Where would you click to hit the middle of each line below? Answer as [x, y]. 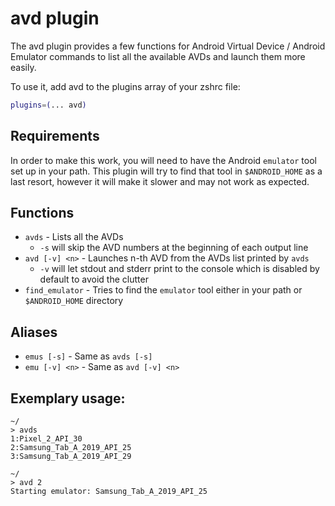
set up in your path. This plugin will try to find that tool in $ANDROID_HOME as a [166, 171]
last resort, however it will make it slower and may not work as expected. [160, 181]
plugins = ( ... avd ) [48, 105]
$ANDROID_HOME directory [74, 301]
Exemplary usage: [68, 398]
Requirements [55, 136]
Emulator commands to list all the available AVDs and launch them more [158, 56]
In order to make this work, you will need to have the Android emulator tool [163, 160]
